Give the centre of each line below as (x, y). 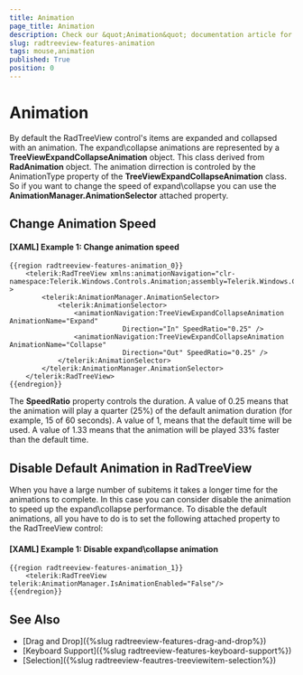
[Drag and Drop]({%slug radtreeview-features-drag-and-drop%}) (144, 642)
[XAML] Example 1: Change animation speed (95, 247)
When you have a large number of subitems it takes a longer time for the (143, 490)
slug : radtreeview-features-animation (82, 43)
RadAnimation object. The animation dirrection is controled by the (133, 166)
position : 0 (32, 69)
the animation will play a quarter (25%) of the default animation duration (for (151, 411)
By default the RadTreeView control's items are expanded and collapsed (143, 137)
